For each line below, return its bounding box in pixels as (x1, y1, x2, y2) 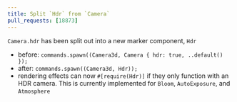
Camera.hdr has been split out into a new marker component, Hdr (7, 36, 197, 45)
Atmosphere (17, 88, 51, 95)
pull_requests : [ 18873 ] (7, 17, 79, 24)
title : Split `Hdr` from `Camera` (7, 10, 111, 18)
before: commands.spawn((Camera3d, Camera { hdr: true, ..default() (17, 50, 223, 59)
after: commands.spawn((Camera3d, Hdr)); (17, 64, 138, 72)
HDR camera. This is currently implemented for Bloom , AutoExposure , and (17, 79, 231, 87)
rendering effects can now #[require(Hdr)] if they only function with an (17, 72, 229, 80)
